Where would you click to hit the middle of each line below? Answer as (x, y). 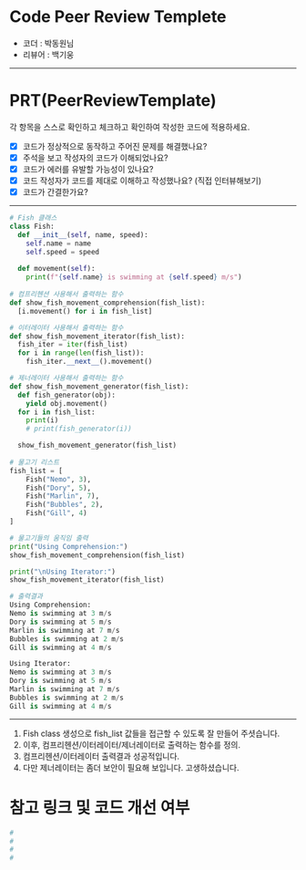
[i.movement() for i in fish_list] (85, 311)
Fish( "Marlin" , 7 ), (63, 496)
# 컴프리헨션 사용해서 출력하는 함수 (66, 295)
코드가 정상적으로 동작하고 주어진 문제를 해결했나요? (115, 146)
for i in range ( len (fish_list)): (81, 353)
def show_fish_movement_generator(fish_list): (99, 386)
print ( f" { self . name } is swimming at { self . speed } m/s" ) (134, 277)
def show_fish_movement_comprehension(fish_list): (107, 303)
